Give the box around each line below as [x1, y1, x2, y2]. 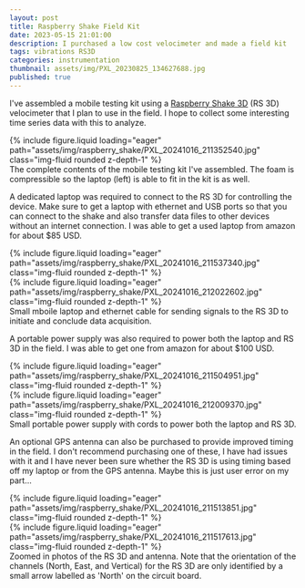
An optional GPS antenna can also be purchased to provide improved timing [9, 436, 294, 447]
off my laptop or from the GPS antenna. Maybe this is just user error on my [9, 465, 290, 476]
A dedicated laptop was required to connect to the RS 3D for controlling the [9, 191, 293, 201]
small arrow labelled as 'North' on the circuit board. [9, 570, 202, 581]
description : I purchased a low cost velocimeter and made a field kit [9, 38, 287, 48]
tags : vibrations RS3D [9, 47, 96, 57]
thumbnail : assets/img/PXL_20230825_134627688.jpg [9, 65, 206, 74]
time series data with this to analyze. [9, 117, 147, 128]
